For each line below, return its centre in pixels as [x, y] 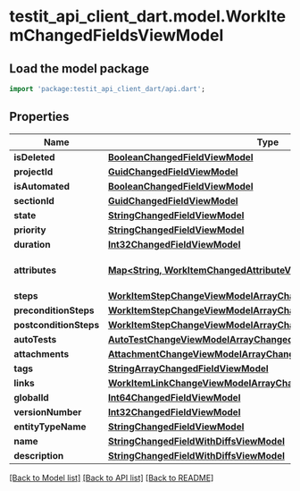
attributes [35, 270]
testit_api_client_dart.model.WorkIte [148, 17]
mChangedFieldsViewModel [117, 35]
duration [32, 244]
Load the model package [79, 68]
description [39, 455]
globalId [31, 397]
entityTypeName [50, 427]
